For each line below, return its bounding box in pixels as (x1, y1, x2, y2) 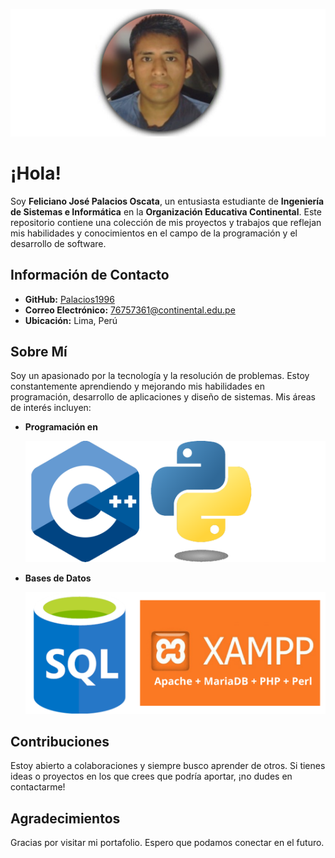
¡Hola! (10, 162, 62, 184)
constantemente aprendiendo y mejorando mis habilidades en (10, 380, 266, 393)
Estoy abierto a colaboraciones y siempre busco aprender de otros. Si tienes (10, 760, 326, 772)
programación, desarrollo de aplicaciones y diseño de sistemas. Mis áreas (10, 391, 316, 403)
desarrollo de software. (10, 237, 107, 249)
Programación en (24, 421, 98, 433)
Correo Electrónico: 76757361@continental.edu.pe (24, 304, 236, 316)
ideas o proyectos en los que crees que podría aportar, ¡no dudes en (10, 770, 293, 783)
